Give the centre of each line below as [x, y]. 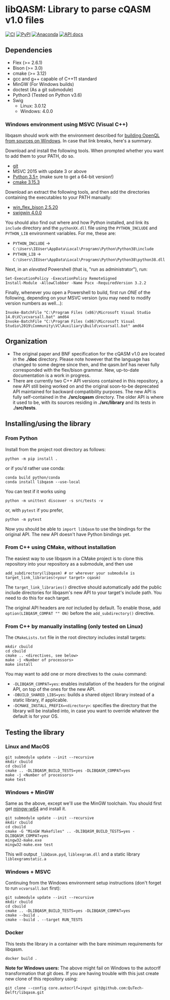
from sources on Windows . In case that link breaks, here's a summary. [79, 141]
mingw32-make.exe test [29, 845]
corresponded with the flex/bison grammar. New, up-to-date [76, 370]
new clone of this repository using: [41, 979]
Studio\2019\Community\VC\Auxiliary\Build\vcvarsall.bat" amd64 [75, 326]
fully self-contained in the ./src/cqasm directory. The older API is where [88, 397]
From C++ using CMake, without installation [61, 547]
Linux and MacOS [27, 747]
